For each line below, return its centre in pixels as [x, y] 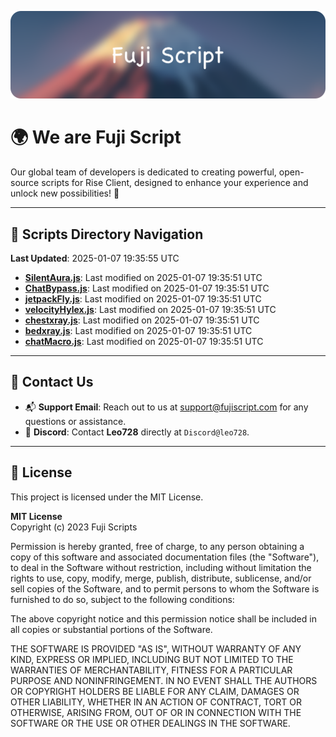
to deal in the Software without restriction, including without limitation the [161, 567]
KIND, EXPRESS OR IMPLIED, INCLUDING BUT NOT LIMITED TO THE [152, 659]
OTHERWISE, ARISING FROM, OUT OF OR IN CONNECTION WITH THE [156, 712]
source [25, 183]
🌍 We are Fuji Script [96, 137]
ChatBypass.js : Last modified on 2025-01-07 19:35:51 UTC [147, 288]
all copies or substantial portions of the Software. [111, 629]
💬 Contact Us [52, 382]
